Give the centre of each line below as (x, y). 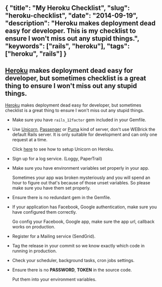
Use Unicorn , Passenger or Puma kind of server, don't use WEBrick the (83, 130)
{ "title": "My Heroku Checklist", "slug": (68, 8)
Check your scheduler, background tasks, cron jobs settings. (73, 261)
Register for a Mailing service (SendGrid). (54, 236)
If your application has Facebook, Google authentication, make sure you (84, 207)
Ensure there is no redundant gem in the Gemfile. (61, 198)
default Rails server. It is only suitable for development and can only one (85, 134)
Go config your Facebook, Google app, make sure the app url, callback (83, 221)
